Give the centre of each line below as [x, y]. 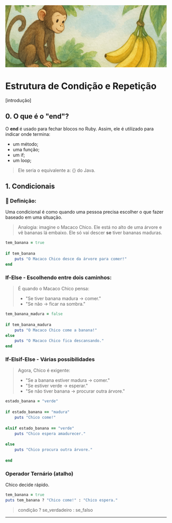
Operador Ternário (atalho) [39, 473]
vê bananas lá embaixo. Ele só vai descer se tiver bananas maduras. [90, 233]
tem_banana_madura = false [34, 314]
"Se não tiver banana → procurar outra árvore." [75, 391]
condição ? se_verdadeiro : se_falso [55, 510]
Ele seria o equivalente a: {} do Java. [57, 170]
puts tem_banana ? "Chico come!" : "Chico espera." [61, 501]
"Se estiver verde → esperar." [57, 386]
